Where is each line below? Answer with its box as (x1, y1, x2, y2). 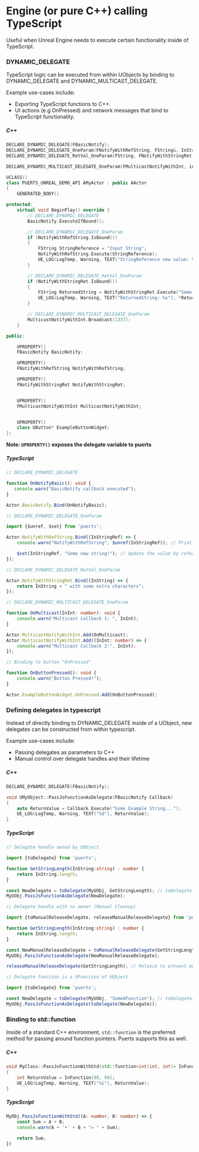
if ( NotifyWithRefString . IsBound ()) (27, 234, 118, 240)
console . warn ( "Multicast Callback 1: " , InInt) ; (17, 616, 139, 622)
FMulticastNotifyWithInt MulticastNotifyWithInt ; (17, 403, 142, 409)
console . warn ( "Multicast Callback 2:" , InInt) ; (17, 643, 136, 649)
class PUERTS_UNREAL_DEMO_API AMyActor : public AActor (6, 180, 147, 186)
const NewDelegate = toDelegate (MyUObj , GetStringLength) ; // (6, 887, 163, 893)
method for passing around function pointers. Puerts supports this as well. (6, 1035, 188, 1042)
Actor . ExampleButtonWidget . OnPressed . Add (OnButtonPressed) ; (6, 692, 158, 698)
